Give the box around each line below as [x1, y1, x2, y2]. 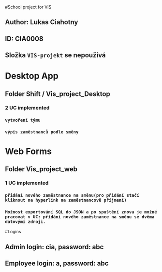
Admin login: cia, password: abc [5, 242, 104, 251]
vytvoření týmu [5, 117, 41, 123]
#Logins [5, 229, 21, 235]
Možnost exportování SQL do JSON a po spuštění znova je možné [5, 209, 157, 215]
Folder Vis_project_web [5, 165, 78, 174]
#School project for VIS [5, 4, 52, 10]
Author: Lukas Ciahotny [5, 18, 78, 26]
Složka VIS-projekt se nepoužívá [5, 51, 106, 60]
